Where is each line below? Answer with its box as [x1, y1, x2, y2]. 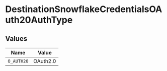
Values [5, 34, 28, 43]
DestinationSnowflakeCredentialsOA [5, 4, 162, 15]
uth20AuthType [5, 14, 73, 26]
